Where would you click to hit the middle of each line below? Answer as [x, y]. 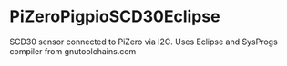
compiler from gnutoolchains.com [73, 51]
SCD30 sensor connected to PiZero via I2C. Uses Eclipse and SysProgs [143, 42]
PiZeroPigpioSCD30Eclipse [115, 17]
